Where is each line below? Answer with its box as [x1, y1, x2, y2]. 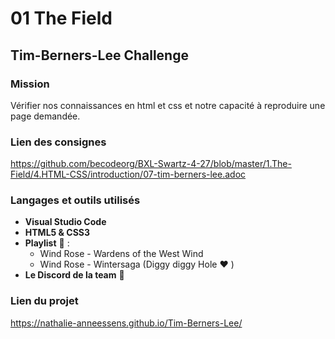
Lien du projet [10, 294, 79, 308]
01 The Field [10, 7, 113, 30]
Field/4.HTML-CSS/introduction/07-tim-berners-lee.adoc [10, 168, 247, 181]
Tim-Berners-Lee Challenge [10, 47, 189, 64]
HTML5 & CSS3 [24, 227, 91, 239]
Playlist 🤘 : [24, 237, 70, 249]
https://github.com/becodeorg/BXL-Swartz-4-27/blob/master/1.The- [10, 158, 292, 170]
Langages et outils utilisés [10, 193, 141, 207]
